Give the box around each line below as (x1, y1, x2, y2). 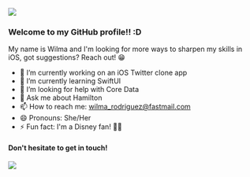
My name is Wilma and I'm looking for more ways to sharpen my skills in (8, 44, 243, 54)
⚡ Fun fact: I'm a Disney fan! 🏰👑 (19, 122, 122, 131)
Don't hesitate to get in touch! (8, 142, 108, 153)
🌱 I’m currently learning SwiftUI (19, 76, 121, 86)
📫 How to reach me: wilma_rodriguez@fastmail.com (19, 102, 191, 112)
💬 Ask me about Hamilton (19, 93, 103, 102)
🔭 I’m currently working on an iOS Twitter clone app (19, 68, 188, 78)
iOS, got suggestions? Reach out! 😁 (8, 53, 126, 62)
